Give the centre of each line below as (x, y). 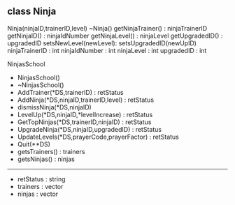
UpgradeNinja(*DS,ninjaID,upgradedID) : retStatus (90, 129)
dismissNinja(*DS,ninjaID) (55, 107)
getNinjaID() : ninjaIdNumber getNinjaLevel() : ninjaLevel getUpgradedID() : (115, 36)
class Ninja (32, 12)
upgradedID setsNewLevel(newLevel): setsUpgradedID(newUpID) (102, 43)
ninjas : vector (38, 194)
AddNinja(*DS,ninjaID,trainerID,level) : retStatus (86, 100)
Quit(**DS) (34, 144)
